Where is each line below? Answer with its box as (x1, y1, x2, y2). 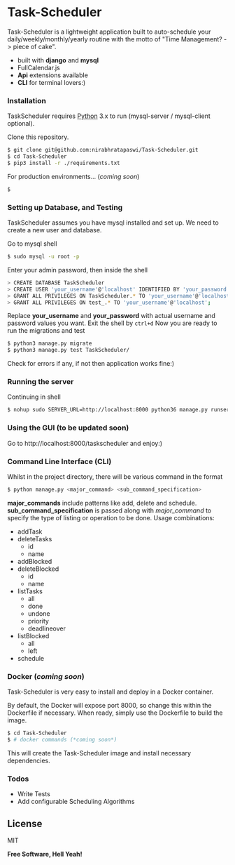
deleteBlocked (17, 564, 59, 573)
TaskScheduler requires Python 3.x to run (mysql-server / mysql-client (7, 112, 211, 120)
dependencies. (7, 756, 50, 765)
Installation (7, 95, 47, 105)
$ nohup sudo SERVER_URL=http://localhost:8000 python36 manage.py (7, 407, 208, 414)
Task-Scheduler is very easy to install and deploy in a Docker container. (7, 687, 214, 696)
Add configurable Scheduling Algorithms (17, 798, 135, 806)
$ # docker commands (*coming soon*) (7, 736, 117, 743)
